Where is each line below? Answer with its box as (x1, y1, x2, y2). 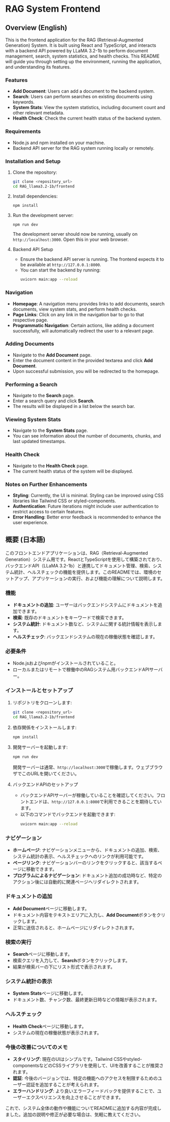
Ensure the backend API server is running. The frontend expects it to (20, 256, 164, 262)
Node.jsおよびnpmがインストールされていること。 (12, 660, 119, 666)
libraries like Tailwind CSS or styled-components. (12, 498, 116, 504)
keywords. (12, 99, 35, 105)
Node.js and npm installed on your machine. (12, 140, 105, 146)
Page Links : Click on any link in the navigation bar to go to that (12, 311, 144, 317)
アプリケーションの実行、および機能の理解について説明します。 (32, 575, 165, 581)
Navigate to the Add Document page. (12, 352, 92, 358)
